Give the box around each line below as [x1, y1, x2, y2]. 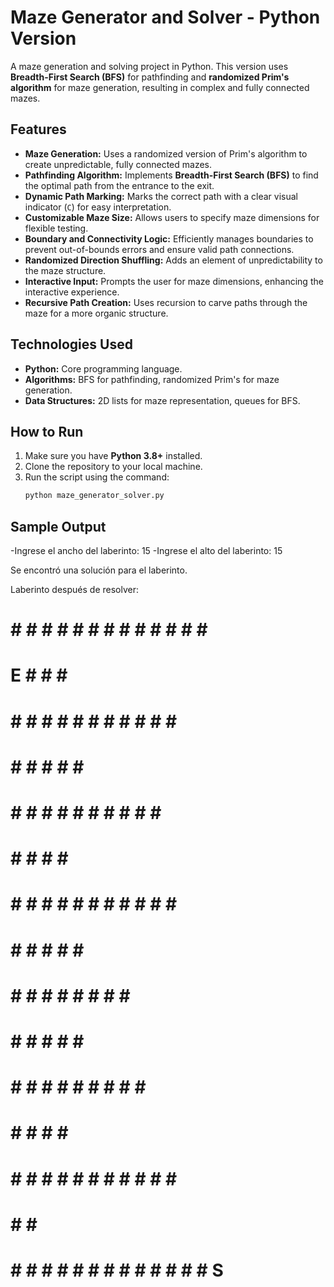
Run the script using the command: [24, 471, 170, 483]
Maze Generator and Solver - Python [10, 6, 321, 29]
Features [10, 121, 67, 138]
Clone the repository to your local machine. [24, 461, 203, 473]
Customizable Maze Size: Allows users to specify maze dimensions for [24, 211, 320, 223]
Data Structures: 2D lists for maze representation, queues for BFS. [24, 394, 301, 406]
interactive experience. [24, 286, 120, 298]
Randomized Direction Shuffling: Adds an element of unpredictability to [24, 254, 323, 266]
